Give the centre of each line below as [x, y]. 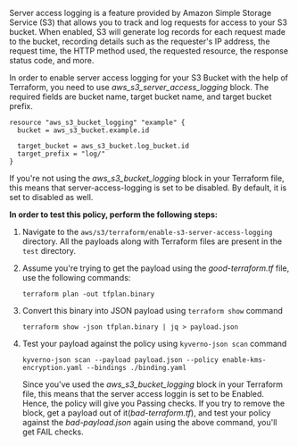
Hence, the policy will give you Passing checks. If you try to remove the [153, 403]
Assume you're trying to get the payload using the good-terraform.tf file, [156, 268]
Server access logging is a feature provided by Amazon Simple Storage [141, 13]
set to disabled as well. [51, 197]
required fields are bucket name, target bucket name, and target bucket [141, 97]
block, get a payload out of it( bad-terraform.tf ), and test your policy [146, 413]
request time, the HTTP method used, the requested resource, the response [149, 51]
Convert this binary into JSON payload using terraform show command [153, 311]
